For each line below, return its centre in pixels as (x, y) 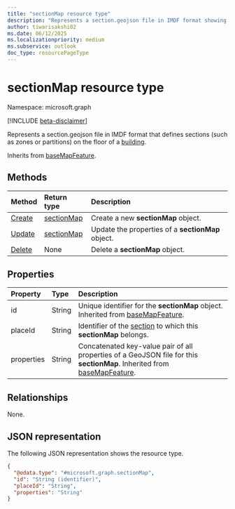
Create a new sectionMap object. (146, 218)
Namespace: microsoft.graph (49, 107)
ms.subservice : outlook (42, 46)
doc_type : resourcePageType (48, 53)
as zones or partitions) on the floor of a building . (77, 142)
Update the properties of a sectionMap (155, 229)
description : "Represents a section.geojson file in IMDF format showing (117, 20)
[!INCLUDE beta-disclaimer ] (47, 121)
